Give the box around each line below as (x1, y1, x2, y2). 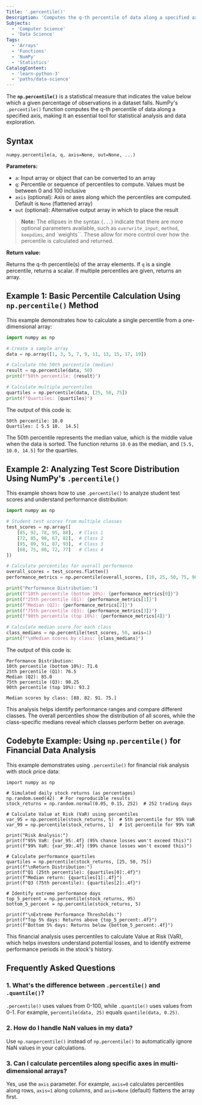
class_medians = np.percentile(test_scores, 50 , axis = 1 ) (6, 630, 152, 636)
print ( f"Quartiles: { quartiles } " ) (6, 395, 93, 402)
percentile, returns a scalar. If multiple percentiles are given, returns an (6, 267, 182, 274)
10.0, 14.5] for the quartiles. (6, 446, 79, 453)
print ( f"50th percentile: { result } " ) (6, 373, 101, 379)
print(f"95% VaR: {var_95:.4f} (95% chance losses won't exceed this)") (6, 838, 192, 844)
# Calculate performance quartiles (6, 853, 96, 859)
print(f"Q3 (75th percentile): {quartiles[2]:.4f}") (6, 880, 141, 886)
